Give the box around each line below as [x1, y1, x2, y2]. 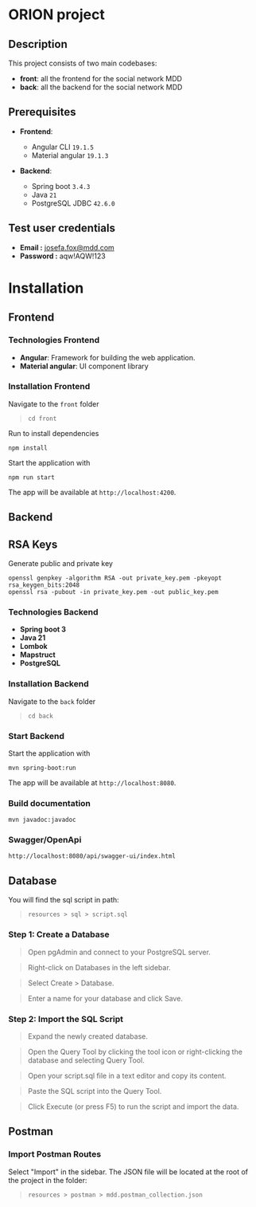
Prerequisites [8, 105, 76, 119]
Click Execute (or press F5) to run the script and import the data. [27, 1102, 239, 1111]
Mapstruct [19, 650, 56, 659]
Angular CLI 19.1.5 [31, 142, 94, 151]
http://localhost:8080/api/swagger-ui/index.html [8, 852, 176, 860]
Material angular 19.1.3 [31, 150, 109, 160]
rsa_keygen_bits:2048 [8, 581, 80, 589]
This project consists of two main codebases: [8, 58, 157, 68]
